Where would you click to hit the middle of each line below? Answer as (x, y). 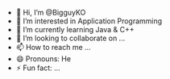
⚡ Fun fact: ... (38, 68)
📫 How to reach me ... (53, 47)
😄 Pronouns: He (43, 59)
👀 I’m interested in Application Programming (89, 21)
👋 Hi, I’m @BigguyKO (51, 12)
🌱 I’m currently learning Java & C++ (75, 29)
